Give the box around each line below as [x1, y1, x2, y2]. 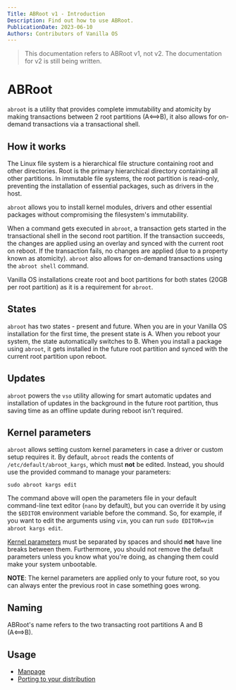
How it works [7, 141, 66, 153]
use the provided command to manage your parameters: [7, 468, 171, 477]
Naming [7, 602, 43, 614]
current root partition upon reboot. [7, 352, 107, 360]
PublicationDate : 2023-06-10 [7, 23, 93, 30]
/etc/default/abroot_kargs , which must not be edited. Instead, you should [7, 460, 225, 469]
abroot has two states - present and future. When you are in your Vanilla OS [7, 322, 228, 331]
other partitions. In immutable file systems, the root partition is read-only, [7, 174, 220, 182]
